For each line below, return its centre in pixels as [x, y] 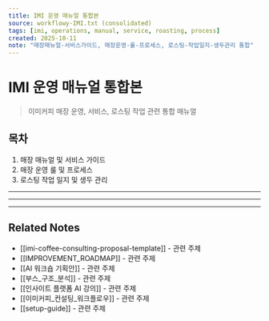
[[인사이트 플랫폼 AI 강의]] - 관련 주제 [78, 288]
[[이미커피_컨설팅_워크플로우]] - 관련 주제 [84, 298]
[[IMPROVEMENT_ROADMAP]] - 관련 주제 [88, 258]
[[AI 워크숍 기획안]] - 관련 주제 [67, 268]
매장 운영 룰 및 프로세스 [56, 170]
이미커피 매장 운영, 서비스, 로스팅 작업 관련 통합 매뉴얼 [112, 111]
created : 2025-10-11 [43, 38]
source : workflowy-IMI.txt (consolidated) [80, 23]
